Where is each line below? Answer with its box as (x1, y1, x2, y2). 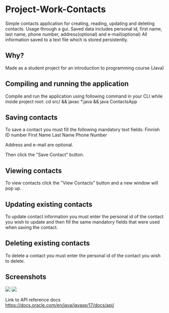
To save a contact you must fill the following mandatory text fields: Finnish (5, 127, 160, 133)
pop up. (5, 185, 22, 192)
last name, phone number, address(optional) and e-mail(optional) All (5, 31, 148, 37)
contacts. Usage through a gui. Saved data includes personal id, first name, (5, 25, 162, 32)
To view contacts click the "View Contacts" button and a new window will (5, 180, 158, 186)
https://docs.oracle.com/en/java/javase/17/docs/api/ (5, 302, 115, 308)
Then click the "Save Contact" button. (5, 151, 85, 158)
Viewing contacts (5, 166, 62, 175)
